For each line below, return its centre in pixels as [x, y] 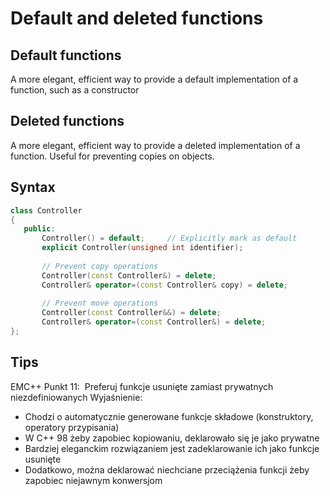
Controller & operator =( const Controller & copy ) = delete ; [164, 285]
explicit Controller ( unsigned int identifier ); [142, 248]
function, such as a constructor [75, 90]
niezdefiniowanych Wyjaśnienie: [76, 397]
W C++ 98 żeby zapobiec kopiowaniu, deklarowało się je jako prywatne [172, 438]
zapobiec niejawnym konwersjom [93, 480]
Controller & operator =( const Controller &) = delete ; [154, 322]
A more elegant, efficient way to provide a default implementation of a [154, 79]
